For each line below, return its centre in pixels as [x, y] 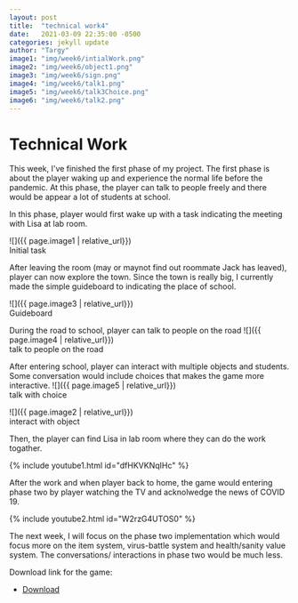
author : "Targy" [39, 51]
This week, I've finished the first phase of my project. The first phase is [139, 169]
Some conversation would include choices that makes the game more [137, 376]
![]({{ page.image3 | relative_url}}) [71, 304]
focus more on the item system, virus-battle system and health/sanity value [148, 546]
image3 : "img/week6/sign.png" [65, 76]
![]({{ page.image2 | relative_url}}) [71, 412]
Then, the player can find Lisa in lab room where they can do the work [138, 439]
